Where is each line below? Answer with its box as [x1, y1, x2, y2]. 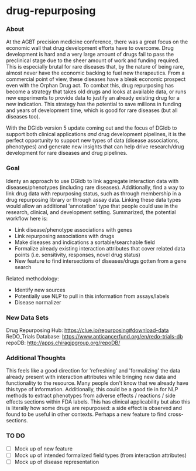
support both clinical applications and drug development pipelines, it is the [6, 131, 186, 138]
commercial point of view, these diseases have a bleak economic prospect [6, 76, 186, 83]
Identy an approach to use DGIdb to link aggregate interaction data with [6, 177, 179, 184]
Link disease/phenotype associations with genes [14, 226, 133, 233]
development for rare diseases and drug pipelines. [6, 150, 128, 157]
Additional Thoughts [6, 354, 66, 362]
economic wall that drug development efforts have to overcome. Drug [6, 45, 174, 52]
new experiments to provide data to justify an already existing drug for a [6, 94, 180, 101]
